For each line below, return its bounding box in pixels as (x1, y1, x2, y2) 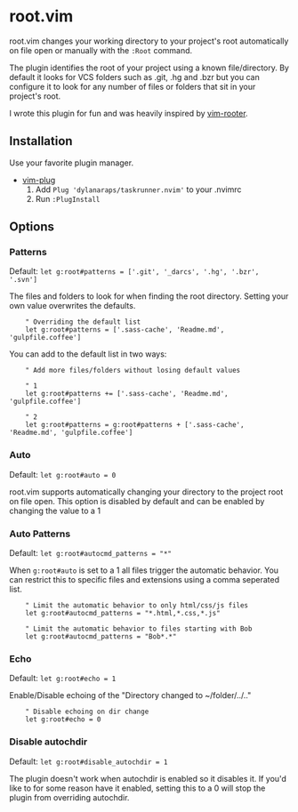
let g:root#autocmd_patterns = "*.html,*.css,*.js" (25, 609, 221, 618)
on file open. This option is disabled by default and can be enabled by (9, 495, 265, 506)
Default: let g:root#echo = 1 (9, 673, 117, 684)
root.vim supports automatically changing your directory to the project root (9, 486, 284, 497)
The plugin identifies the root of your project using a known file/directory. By (9, 62, 289, 73)
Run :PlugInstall (35, 193, 101, 204)
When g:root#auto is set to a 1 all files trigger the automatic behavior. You (9, 565, 278, 575)
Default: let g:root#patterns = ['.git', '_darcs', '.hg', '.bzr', (9, 266, 260, 277)
